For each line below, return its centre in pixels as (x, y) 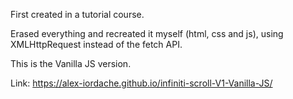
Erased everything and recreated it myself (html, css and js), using (147, 33)
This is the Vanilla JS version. (71, 63)
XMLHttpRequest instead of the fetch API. (96, 44)
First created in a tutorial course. (77, 14)
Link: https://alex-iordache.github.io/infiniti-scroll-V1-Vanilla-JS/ (141, 83)
